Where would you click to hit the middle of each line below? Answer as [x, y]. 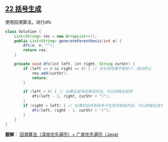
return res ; [36, 50]
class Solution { [23, 32]
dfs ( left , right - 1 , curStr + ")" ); [71, 110]
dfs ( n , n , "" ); [39, 46]
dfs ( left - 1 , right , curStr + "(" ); [71, 96]
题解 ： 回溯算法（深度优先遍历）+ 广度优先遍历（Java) [62, 134]
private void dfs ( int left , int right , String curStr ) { [75, 64]
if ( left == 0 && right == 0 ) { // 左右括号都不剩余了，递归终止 [87, 68]
